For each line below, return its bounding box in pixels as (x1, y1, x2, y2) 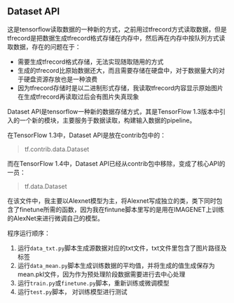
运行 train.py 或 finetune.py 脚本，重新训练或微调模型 (17, 279, 170, 287)
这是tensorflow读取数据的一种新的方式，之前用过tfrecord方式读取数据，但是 (7, 24, 227, 34)
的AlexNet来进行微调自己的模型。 (7, 213, 104, 223)
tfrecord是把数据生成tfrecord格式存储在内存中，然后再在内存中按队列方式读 (7, 34, 226, 42)
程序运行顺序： (7, 229, 50, 237)
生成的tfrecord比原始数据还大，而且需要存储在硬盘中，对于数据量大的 (17, 66, 219, 74)
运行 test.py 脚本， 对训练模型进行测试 (17, 287, 128, 296)
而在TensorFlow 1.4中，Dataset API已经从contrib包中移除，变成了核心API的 (7, 159, 226, 167)
